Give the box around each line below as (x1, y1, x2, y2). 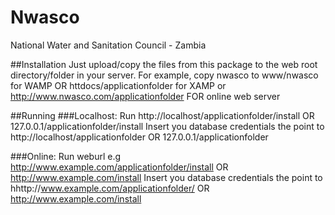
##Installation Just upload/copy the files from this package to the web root (10, 58, 318, 70)
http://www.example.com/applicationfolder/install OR (10, 161, 229, 173)
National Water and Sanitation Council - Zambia (10, 39, 207, 51)
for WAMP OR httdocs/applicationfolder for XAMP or (10, 79, 227, 91)
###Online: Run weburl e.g (10, 150, 122, 162)
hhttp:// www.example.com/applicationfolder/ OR (10, 182, 210, 194)
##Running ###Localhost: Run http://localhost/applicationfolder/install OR (10, 109, 315, 121)
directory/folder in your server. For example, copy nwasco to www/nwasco (10, 69, 319, 81)
